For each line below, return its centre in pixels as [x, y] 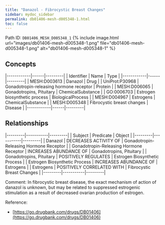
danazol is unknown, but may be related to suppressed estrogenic [73, 187]
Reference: [16, 202]
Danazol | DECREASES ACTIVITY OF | [84, 140]
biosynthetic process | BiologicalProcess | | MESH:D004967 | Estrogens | [80, 97]
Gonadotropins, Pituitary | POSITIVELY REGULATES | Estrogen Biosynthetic [82, 156]
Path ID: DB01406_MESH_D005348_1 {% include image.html [62, 38]
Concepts [21, 64]
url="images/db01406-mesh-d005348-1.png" [52, 43]
